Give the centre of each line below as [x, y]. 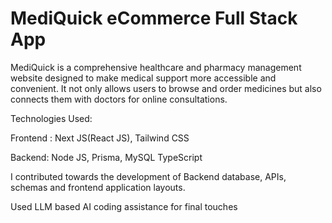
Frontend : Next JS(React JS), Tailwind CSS [100, 138]
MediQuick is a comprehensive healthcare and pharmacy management [156, 67]
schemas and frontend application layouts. [98, 187]
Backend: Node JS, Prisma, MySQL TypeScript [106, 157]
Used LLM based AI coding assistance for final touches [124, 206]
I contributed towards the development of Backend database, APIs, [148, 176]
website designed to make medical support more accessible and [143, 78]
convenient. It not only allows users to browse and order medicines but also [166, 88]
